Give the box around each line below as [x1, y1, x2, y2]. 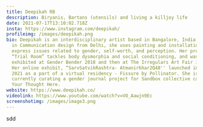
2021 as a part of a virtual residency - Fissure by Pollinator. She [11, 70, 190, 76]
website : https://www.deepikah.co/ [6, 87, 96, 93]
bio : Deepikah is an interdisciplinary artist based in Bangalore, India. [6, 37, 199, 43]
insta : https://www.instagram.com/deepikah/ [6, 25, 120, 32]
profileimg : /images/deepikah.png [6, 31, 94, 37]
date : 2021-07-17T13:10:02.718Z [6, 20, 88, 26]
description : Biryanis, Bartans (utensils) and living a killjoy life [6, 14, 188, 20]
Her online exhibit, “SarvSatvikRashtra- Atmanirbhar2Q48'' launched [11, 64, 190, 71]
